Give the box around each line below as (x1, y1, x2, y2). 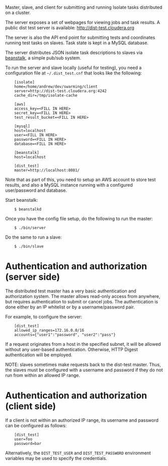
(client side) (5, 401, 56, 412)
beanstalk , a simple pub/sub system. (5, 55, 81, 61)
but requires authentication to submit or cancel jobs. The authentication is (5, 298, 158, 304)
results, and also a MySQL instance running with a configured (5, 182, 133, 188)
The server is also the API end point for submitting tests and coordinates (5, 35, 155, 40)
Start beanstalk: (5, 197, 38, 203)
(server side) (5, 271, 60, 283)
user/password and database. (5, 187, 67, 193)
